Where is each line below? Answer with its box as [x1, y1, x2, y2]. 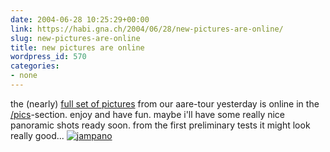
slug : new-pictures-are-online [10, 33, 141, 43]
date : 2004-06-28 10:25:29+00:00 [10, 14, 150, 25]
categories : [10, 61, 60, 71]
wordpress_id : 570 [10, 52, 87, 62]
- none [10, 71, 38, 81]
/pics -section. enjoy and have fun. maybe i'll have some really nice [10, 108, 286, 120]
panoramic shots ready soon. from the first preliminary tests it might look [10, 119, 311, 131]
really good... [10, 129, 65, 141]
